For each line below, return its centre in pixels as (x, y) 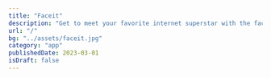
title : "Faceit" (35, 16)
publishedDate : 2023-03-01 (54, 53)
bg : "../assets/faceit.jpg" (56, 38)
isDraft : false (34, 61)
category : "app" (35, 46)
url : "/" (23, 30)
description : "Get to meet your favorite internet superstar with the (129, 23)
